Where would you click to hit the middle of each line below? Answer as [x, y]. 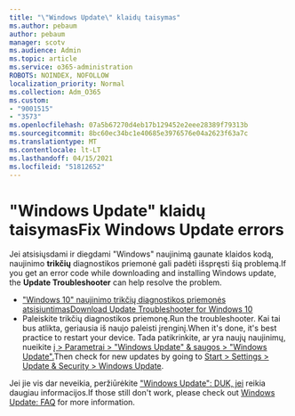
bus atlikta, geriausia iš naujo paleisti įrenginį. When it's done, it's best [149, 328]
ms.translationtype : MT [53, 142]
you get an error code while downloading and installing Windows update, [143, 273]
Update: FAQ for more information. [72, 403]
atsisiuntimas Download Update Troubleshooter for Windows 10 [137, 309]
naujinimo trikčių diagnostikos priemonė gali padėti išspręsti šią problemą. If [148, 264]
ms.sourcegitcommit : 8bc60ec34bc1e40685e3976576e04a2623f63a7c [129, 134]
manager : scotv [37, 42]
